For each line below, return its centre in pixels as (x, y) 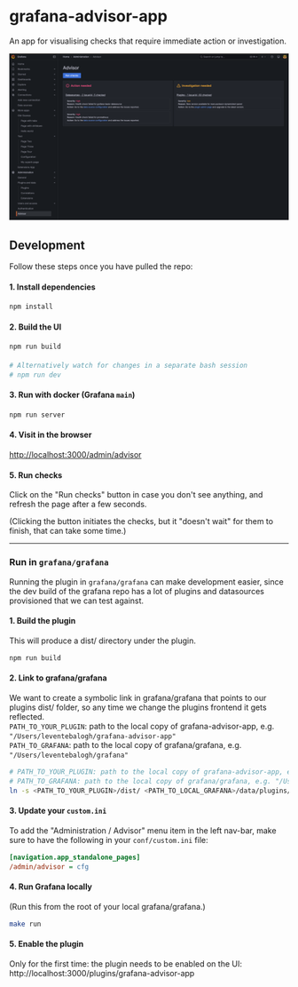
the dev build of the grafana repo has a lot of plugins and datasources (137, 591)
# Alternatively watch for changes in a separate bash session (129, 366)
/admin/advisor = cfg (49, 867)
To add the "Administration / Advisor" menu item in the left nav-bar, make (143, 830)
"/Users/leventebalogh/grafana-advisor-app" (93, 736)
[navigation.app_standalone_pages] (75, 857)
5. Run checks (36, 475)
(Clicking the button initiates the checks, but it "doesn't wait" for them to (141, 521)
